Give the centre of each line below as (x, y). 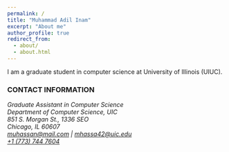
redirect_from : (29, 39)
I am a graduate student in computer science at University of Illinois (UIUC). (115, 72)
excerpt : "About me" (37, 26)
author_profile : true (38, 33)
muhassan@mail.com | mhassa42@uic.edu (70, 134)
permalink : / (26, 13)
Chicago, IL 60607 (34, 127)
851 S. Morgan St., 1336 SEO (48, 120)
